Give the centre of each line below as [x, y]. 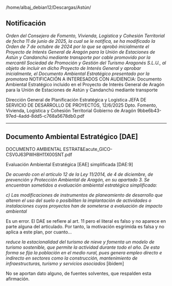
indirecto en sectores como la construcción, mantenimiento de [72, 258]
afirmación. [18, 279]
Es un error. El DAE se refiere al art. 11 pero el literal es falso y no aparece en [86, 221]
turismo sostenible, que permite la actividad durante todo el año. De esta [83, 247]
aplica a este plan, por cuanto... [39, 232]
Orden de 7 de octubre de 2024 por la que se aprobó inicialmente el [78, 46]
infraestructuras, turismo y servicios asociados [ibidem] [65, 263]
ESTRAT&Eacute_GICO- [88, 149]
